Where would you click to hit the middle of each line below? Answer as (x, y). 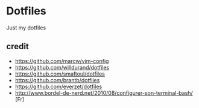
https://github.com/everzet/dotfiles (58, 86)
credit (17, 46)
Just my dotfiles (26, 28)
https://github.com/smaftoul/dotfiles (60, 74)
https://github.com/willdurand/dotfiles (62, 67)
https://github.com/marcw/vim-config (62, 61)
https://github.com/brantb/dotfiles (57, 80)
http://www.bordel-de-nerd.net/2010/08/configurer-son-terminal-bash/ (104, 93)
